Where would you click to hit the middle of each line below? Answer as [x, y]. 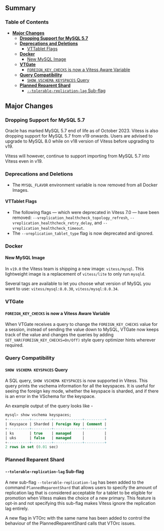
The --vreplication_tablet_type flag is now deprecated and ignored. [83, 233]
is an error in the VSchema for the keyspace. [50, 396]
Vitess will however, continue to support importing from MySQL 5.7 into [77, 156]
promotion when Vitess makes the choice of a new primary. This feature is [81, 498]
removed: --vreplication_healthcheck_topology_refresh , [70, 217]
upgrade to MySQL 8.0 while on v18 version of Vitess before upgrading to [80, 141]
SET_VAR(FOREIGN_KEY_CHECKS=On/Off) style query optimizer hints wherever [81, 340]
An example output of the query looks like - [49, 406]
